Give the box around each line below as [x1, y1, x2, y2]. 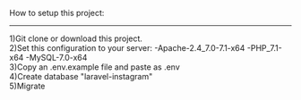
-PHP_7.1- [246, 43, 282, 53]
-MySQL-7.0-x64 [25, 53, 88, 62]
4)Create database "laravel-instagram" [9, 71, 153, 81]
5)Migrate [9, 80, 46, 91]
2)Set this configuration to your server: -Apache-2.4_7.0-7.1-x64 [9, 43, 245, 53]
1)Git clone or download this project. [9, 33, 143, 44]
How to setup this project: [9, 8, 105, 18]
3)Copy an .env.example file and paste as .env [9, 62, 181, 72]
